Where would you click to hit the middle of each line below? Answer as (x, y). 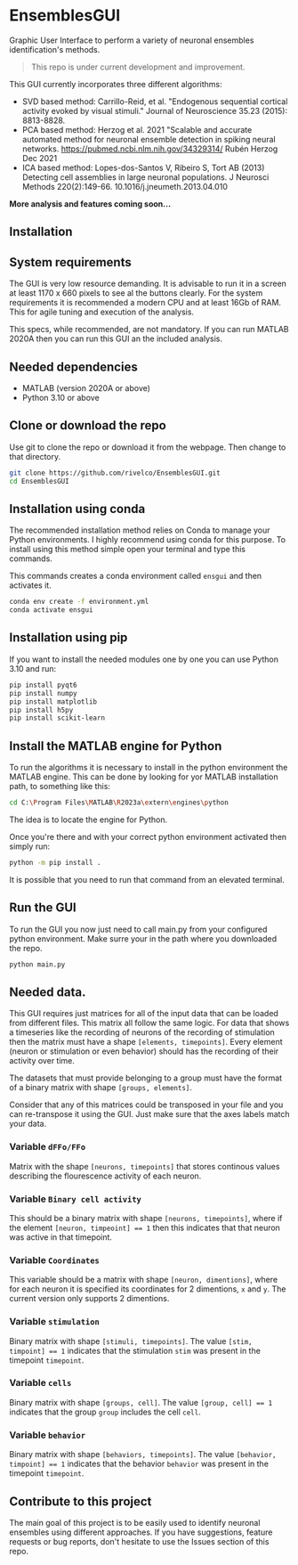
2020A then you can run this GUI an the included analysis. (116, 338)
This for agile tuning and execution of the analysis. (101, 312)
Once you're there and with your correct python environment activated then (148, 836)
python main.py (37, 964)
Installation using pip (68, 638)
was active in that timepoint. (61, 1237)
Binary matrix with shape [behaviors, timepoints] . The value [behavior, (143, 1455)
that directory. (35, 456)
